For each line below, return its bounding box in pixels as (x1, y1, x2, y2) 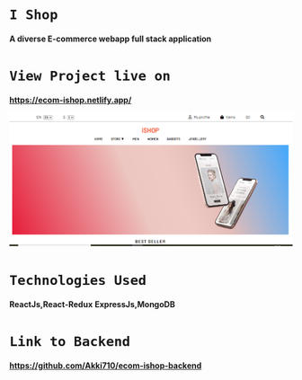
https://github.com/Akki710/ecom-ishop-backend (9, 359, 202, 371)
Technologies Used (9, 272, 147, 289)
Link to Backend (9, 332, 130, 349)
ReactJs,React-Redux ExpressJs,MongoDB (9, 298, 175, 309)
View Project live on (9, 67, 171, 84)
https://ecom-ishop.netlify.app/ (9, 94, 132, 105)
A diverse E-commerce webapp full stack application (9, 33, 212, 44)
